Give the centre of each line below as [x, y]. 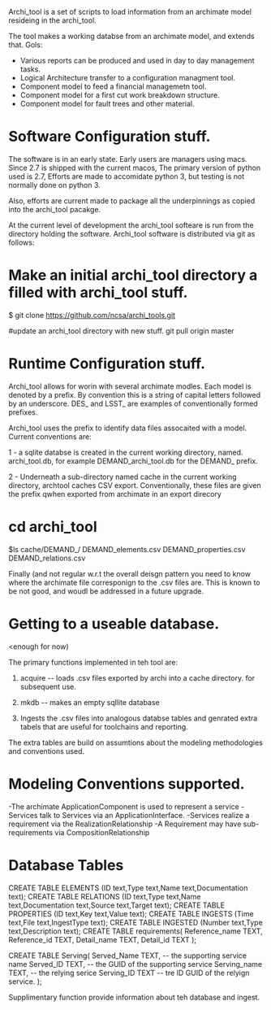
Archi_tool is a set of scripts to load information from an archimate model [130, 12]
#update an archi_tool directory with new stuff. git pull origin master [121, 331]
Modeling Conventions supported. [127, 784]
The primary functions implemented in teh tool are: [93, 662]
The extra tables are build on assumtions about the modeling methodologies [136, 742]
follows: [22, 242]
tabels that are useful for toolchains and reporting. [104, 726]
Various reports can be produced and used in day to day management [137, 61]
